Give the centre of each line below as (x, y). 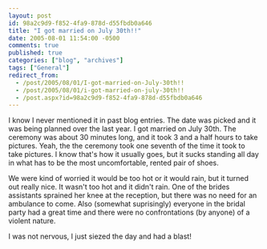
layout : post (30, 16)
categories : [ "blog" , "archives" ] (66, 61)
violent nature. (32, 221)
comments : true (34, 46)
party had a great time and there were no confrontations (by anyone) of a (129, 212)
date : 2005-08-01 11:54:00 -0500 (64, 38)
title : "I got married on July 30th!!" (75, 30)
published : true (35, 53)
